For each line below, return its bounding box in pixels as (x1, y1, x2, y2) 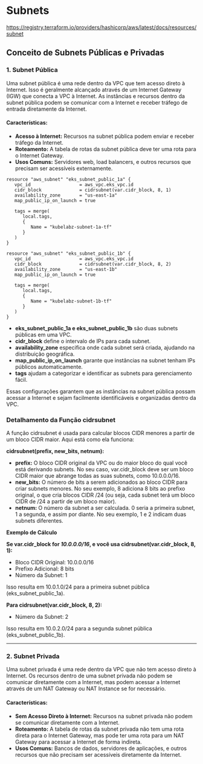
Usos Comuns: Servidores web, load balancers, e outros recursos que (14, 158, 192, 165)
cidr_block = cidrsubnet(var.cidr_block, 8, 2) (14, 261, 172, 267)
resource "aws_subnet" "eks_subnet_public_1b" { (6, 250, 131, 256)
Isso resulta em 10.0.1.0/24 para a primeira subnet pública (6, 583, 150, 590)
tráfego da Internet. (14, 139, 63, 146)
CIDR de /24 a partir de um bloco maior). (14, 498, 117, 505)
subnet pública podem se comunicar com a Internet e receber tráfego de (6, 99, 188, 106)
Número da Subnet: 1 (14, 572, 68, 579)
